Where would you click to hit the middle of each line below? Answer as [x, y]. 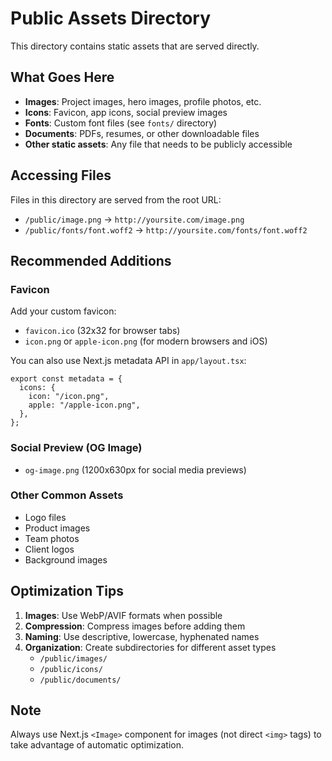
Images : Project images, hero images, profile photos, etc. [143, 101]
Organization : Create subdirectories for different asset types [150, 647]
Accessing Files [61, 175]
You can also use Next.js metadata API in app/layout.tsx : [128, 361]
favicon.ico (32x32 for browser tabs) [102, 331]
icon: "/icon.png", [69, 397]
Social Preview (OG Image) [76, 448]
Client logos [49, 549]
